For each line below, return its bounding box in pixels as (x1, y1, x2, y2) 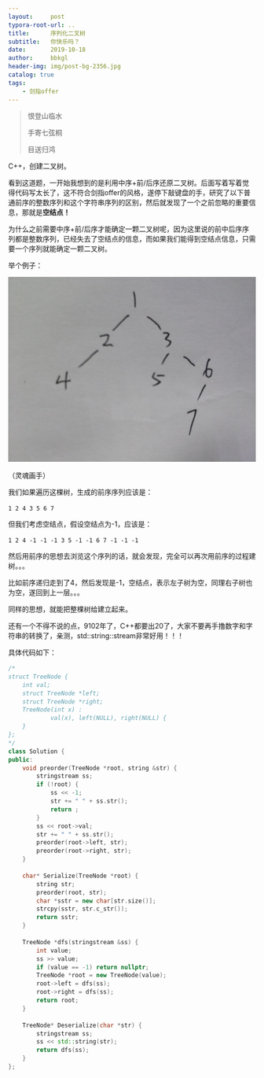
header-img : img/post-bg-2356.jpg (8, 63, 122, 71)
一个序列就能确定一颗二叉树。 (14, 244, 112, 253)
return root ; (36, 996, 79, 1005)
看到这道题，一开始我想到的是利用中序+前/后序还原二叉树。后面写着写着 (8, 178, 243, 187)
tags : (8, 79, 26, 87)
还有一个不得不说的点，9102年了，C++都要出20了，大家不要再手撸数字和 (8, 622, 246, 631)
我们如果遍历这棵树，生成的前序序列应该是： (8, 488, 153, 497)
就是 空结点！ (28, 207, 71, 216)
